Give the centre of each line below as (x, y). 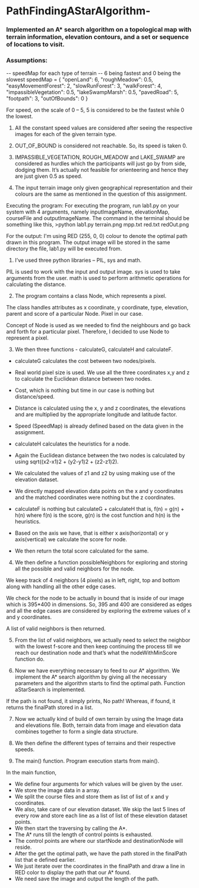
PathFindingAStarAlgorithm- (78, 11)
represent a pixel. (27, 338)
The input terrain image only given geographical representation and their (104, 188)
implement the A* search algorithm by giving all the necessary (91, 677)
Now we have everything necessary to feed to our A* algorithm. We (97, 671)
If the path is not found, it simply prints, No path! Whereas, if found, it (91, 701)
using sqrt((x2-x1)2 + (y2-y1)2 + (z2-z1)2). (67, 462)
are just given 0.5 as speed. (48, 176)
